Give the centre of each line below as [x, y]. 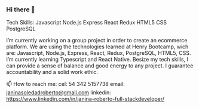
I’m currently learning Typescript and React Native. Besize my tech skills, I [97, 60]
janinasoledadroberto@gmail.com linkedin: [59, 92]
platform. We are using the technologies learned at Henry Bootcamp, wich [97, 47]
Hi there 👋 [21, 10]
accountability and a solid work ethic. [52, 72]
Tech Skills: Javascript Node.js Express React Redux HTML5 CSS [87, 23]
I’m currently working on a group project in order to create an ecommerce [97, 41]
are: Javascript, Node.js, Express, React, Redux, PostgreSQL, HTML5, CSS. [99, 53]
